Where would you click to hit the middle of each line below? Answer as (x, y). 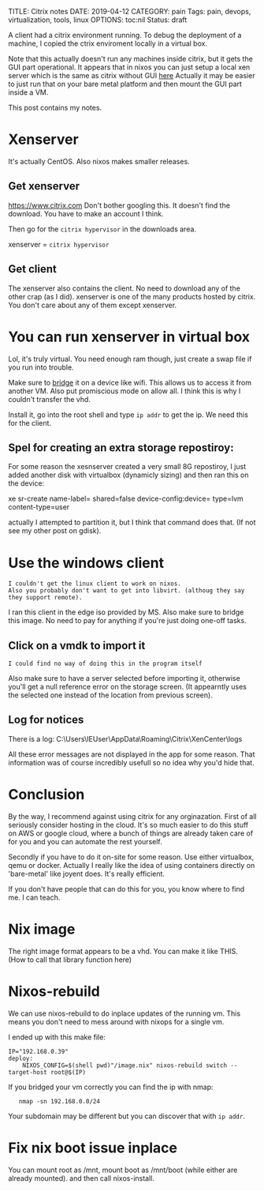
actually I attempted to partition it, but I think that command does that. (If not (132, 522)
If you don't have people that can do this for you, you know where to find (126, 889)
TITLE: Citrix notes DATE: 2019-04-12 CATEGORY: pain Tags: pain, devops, (130, 11)
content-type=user (39, 507)
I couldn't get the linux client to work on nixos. (95, 584)
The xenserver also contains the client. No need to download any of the (124, 288)
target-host (28, 1072)
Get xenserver (44, 186)
